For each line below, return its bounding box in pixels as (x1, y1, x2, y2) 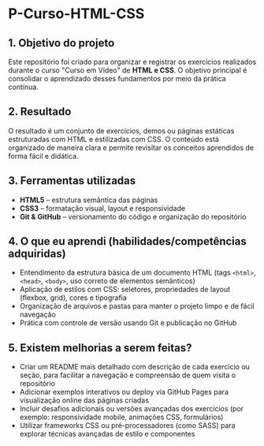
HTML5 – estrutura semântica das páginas (19, 195, 158, 204)
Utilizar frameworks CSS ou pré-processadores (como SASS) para (19, 421, 236, 430)
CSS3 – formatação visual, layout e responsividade (19, 203, 186, 213)
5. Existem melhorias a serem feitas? (8, 341, 192, 354)
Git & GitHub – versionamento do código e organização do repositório (19, 212, 247, 221)
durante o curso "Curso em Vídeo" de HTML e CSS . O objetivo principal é (8, 66, 247, 75)
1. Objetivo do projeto (8, 36, 115, 50)
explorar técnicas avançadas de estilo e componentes (19, 429, 195, 439)
